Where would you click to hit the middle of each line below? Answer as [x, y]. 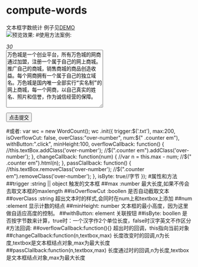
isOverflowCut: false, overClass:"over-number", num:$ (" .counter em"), [93, 137]
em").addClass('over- [163, 150]
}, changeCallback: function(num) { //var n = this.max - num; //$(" [112, 156]
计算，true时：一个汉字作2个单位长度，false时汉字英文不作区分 [114, 220]
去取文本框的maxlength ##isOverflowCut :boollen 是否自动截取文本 [88, 191]
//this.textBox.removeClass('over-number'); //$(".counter [75, 169]
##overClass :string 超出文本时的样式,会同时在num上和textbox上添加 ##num [99, 198]
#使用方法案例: [53, 35]
